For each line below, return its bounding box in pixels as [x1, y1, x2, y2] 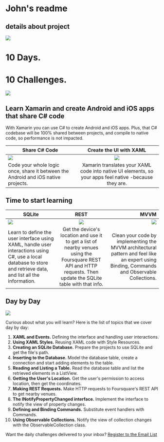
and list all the [8, 271, 40, 278]
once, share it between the [8, 168, 69, 174]
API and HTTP [65, 262, 98, 269]
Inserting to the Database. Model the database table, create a [12, 354, 138, 361]
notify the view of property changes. [12, 401, 86, 407]
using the [71, 250, 92, 257]
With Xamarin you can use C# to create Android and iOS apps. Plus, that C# [5, 125, 157, 131]
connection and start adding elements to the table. [12, 360, 114, 365]
